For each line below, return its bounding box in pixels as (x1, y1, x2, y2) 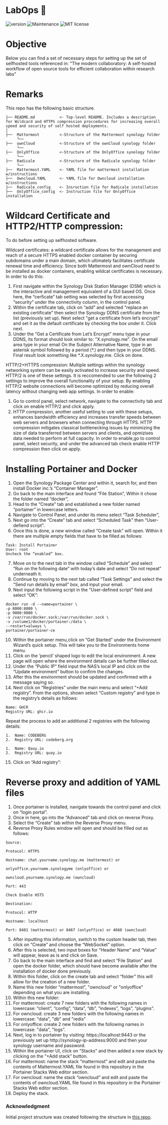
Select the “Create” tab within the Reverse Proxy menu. (12, 820, 127, 826)
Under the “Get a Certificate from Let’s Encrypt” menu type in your (12, 331, 150, 337)
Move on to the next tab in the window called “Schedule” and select (12, 560, 153, 566)
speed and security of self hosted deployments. (5, 123, 109, 128)
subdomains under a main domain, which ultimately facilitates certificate (5, 257, 155, 263)
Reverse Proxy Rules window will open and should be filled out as (12, 825, 148, 831)
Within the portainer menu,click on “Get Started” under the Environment (12, 637, 161, 643)
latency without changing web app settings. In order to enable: (5, 388, 134, 394)
